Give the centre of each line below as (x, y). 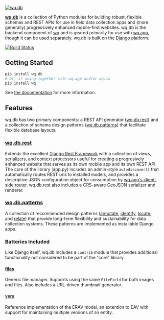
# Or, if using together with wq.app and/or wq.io (58, 78)
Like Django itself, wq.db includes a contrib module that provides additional (82, 252)
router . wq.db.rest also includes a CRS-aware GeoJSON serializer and (85, 185)
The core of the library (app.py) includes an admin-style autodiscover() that (82, 169)
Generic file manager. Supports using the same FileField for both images (80, 280)
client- (150, 179)
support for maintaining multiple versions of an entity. (59, 312)
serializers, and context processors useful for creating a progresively (75, 159)
